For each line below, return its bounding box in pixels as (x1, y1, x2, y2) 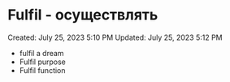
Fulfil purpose (19, 57, 67, 67)
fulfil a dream (19, 48, 64, 58)
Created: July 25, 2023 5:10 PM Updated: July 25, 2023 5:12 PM (7, 32, 223, 42)
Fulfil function (19, 65, 66, 75)
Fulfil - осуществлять (7, 6, 158, 24)
